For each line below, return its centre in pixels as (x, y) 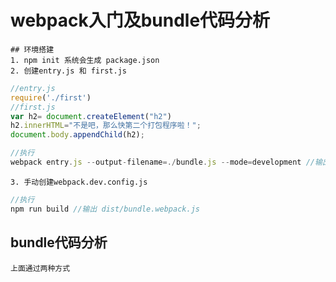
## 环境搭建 (32, 49)
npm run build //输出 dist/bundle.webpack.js (105, 209)
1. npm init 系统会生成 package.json (85, 60)
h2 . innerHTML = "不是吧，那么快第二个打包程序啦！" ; (106, 126)
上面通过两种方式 (40, 268)
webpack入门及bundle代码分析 (140, 20)
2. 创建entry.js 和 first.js (69, 71)
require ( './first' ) (51, 97)
